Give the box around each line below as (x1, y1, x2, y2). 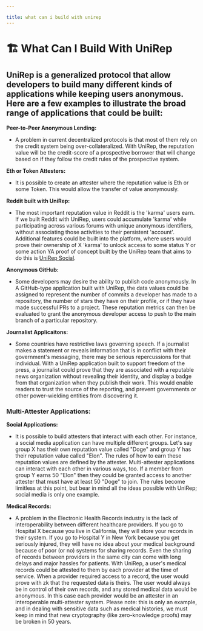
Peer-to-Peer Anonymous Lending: (6, 124, 97, 131)
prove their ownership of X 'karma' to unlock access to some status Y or (15, 241, 196, 248)
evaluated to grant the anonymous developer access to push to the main (15, 310, 196, 317)
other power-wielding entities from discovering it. (15, 392, 139, 399)
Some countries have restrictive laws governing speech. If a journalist (15, 340, 190, 347)
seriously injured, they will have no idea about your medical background (15, 540, 195, 548)
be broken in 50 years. (15, 618, 72, 625)
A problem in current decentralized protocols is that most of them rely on (15, 136, 198, 143)
